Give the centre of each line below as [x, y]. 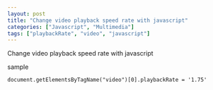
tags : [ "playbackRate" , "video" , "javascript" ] [79, 33]
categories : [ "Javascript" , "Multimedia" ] [71, 27]
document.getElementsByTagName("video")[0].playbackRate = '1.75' [107, 80]
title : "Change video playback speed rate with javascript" [98, 20]
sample [18, 67]
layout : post [27, 14]
